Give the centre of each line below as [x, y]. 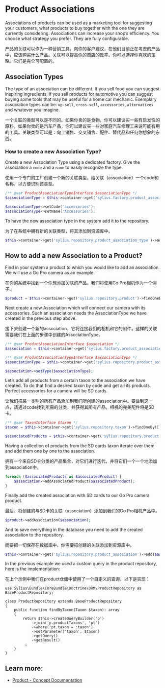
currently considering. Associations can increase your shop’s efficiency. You [82, 33]
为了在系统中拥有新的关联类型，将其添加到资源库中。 [59, 231]
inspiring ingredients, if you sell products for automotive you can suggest [79, 94]
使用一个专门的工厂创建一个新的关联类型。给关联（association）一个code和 [82, 178]
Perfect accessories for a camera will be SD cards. [56, 391]
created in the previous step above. [41, 318]
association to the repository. [35, 535]
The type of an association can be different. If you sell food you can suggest [82, 89]
